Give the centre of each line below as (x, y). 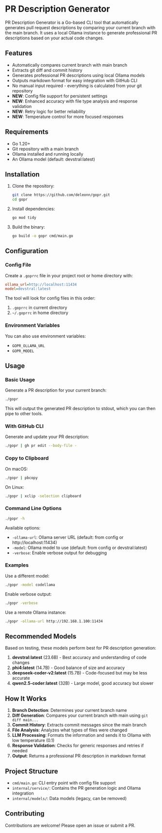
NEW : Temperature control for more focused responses (68, 116)
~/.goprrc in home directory (40, 313)
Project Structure (32, 771)
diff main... (25, 720)
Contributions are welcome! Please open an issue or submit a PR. (70, 825)
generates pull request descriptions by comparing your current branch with (80, 27)
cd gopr (20, 200)
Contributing (25, 814)
